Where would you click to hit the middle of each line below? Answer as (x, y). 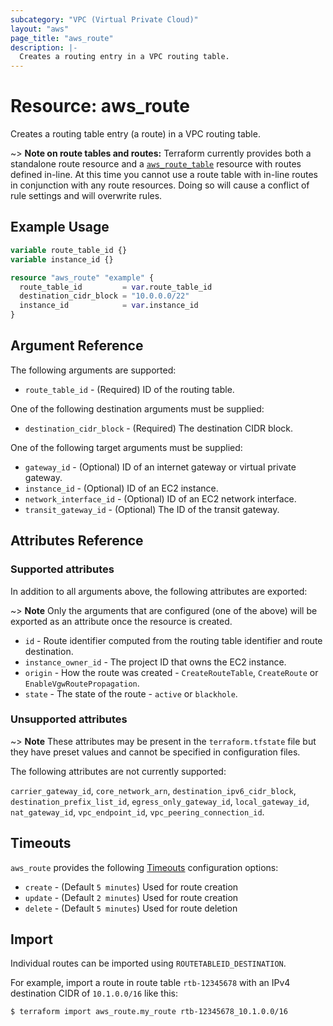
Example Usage (60, 227)
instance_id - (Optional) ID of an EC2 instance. (121, 488)
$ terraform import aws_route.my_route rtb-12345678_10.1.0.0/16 (149, 1012)
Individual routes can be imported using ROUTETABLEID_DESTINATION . (148, 963)
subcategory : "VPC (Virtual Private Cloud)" (104, 19)
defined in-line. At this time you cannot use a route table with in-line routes (164, 175)
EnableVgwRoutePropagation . (82, 683)
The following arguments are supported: (93, 370)
